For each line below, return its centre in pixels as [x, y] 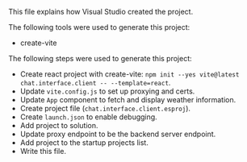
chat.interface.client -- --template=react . [95, 83]
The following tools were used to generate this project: [99, 27]
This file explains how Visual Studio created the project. [101, 12]
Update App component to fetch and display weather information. [128, 100]
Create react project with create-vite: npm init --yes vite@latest [130, 74]
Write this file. [43, 151]
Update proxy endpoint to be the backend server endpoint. [118, 134]
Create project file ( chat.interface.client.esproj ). [105, 108]
